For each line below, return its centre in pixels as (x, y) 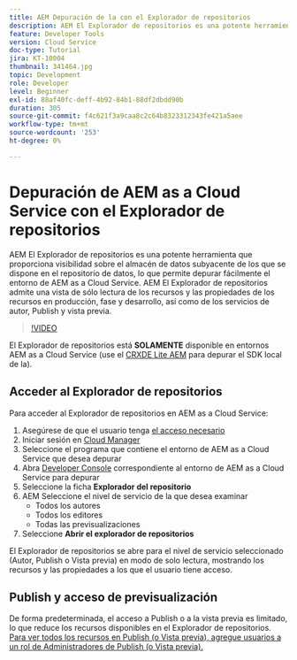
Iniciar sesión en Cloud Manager (81, 440)
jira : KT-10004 (37, 58)
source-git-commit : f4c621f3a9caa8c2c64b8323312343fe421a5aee (126, 116)
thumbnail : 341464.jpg (51, 67)
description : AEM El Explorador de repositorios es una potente (130, 26)
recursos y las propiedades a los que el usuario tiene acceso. (121, 569)
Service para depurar (61, 477)
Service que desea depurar (72, 458)
